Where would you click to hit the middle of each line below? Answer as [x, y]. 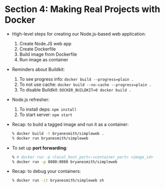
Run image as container [44, 59]
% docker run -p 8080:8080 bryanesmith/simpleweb [65, 162]
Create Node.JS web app [45, 43]
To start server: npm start [46, 115]
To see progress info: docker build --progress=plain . [76, 79]
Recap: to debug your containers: [46, 171]
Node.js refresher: [30, 100]
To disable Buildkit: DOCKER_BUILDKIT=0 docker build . [75, 89]
